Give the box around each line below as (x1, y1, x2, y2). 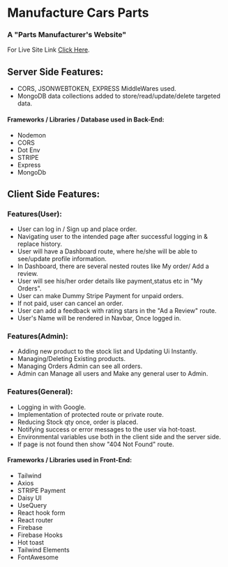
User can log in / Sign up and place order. (17, 225, 137, 233)
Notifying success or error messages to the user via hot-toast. (17, 425, 197, 434)
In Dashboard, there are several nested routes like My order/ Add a (17, 262, 209, 270)
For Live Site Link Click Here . (7, 45, 90, 54)
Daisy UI (17, 494, 42, 502)
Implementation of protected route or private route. (17, 410, 164, 418)
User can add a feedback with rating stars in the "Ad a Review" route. (17, 307, 217, 315)
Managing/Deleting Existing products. (17, 355, 126, 363)
